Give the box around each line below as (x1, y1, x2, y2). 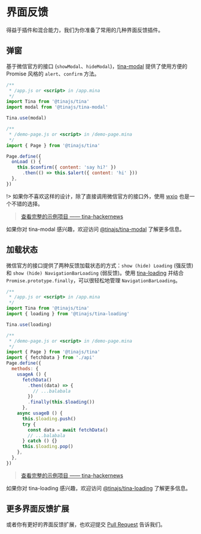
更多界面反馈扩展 (6, 504, 69, 514)
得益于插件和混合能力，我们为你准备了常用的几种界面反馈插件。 (6, 26, 163, 33)
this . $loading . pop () (22, 444, 74, 450)
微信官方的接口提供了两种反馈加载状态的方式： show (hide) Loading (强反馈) (6, 261, 194, 269)
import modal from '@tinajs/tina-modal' (6, 104, 109, 111)
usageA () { (17, 371, 47, 377)
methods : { (11, 366, 39, 372)
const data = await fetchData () (28, 427, 109, 433)
